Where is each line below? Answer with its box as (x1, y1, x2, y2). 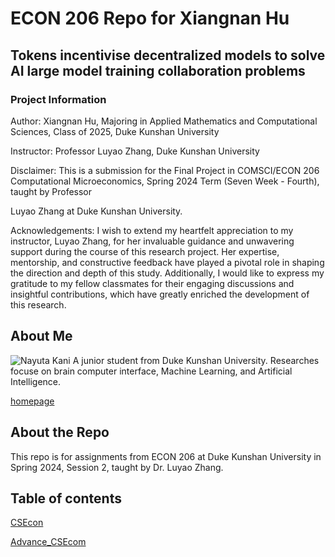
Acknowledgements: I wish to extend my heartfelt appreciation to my (10, 224, 294, 236)
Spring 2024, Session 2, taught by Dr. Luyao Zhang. (10, 461, 224, 473)
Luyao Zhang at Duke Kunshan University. (10, 205, 183, 217)
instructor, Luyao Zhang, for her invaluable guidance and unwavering (10, 235, 295, 247)
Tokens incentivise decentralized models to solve (10, 47, 326, 64)
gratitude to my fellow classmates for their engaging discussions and (10, 277, 295, 289)
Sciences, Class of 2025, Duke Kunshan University (10, 125, 220, 137)
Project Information (10, 92, 107, 106)
